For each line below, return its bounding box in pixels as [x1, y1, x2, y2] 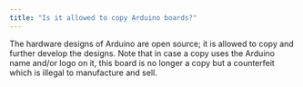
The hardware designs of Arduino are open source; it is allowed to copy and [9, 38, 294, 49]
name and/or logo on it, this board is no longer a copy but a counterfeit [9, 57, 275, 68]
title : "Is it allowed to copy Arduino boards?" [9, 13, 197, 23]
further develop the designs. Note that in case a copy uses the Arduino [9, 47, 276, 59]
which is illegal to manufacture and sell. [9, 67, 157, 78]
